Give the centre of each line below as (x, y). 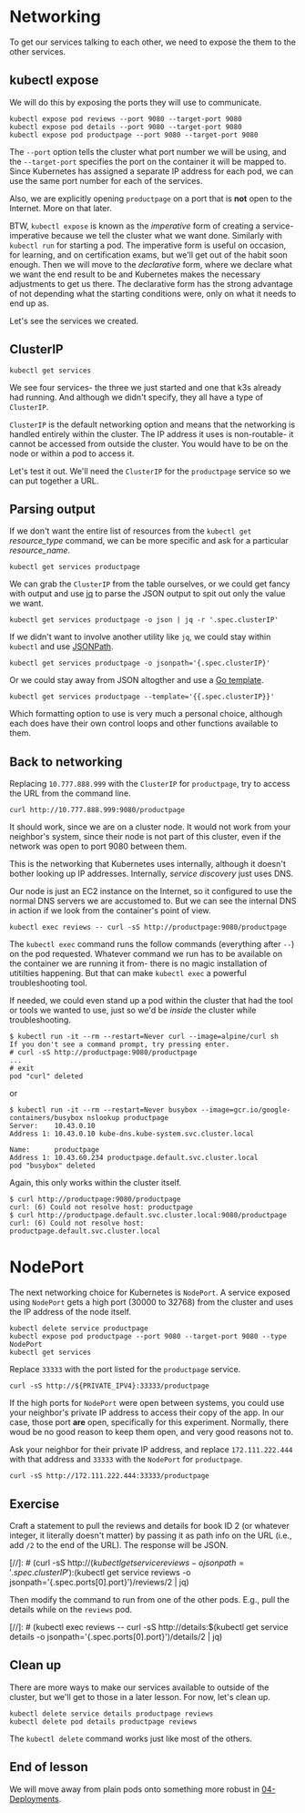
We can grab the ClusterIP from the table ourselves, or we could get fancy (150, 584)
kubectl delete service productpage (79, 1329)
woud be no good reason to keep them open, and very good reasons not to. (152, 1432)
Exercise (35, 1504)
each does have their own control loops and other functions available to (144, 723)
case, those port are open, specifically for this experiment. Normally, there (149, 1422)
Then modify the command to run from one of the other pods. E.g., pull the (149, 1599)
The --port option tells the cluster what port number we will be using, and (148, 151)
